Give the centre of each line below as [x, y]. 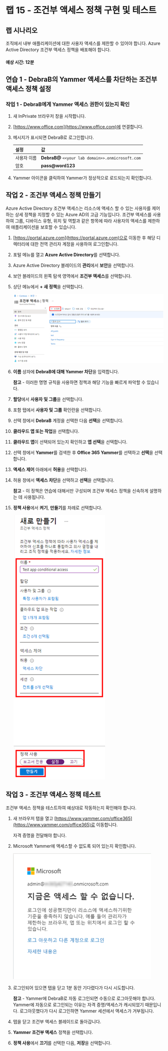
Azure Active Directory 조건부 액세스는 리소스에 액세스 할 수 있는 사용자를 [78, 208]
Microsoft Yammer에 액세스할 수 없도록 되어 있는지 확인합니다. [74, 846]
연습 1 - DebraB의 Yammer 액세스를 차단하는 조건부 [81, 79]
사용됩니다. [34, 497]
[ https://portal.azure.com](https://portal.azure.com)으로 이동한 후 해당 [84, 238]
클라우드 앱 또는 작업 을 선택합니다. [46, 431]
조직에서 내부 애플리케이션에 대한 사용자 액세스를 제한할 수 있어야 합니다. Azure [83, 43]
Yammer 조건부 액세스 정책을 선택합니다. [53, 1032]
